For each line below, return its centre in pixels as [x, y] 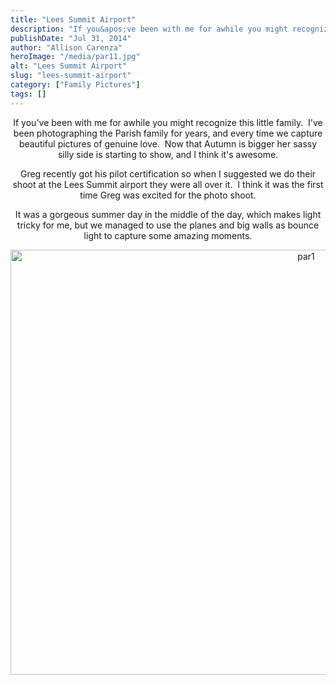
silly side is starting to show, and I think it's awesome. [168, 154]
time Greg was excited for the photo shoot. [168, 195]
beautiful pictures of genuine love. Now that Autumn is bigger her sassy [168, 143]
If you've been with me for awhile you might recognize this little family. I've [168, 122]
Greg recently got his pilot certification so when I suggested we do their [168, 173]
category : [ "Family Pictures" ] [75, 85]
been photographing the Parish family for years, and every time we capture [168, 133]
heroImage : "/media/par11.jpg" [75, 57]
